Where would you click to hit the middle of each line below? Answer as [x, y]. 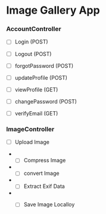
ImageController [30, 129]
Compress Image [45, 160]
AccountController [34, 29]
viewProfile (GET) [36, 89]
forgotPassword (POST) [44, 65]
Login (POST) [32, 42]
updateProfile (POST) [41, 77]
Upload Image [32, 142]
